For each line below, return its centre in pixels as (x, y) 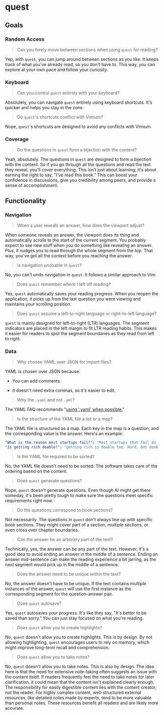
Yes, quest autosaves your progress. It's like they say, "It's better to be (76, 613)
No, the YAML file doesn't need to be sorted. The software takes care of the (81, 466)
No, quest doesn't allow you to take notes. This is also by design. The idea (80, 667)
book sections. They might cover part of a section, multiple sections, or (77, 525)
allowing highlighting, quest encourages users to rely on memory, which (77, 643)
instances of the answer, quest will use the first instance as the (68, 589)
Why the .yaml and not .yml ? (46, 400)
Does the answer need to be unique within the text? (69, 574)
